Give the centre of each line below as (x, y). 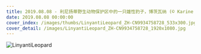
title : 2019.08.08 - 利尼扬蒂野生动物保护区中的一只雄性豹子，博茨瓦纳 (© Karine (100, 12)
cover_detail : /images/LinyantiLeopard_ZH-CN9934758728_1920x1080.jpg (96, 28)
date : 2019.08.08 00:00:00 (40, 17)
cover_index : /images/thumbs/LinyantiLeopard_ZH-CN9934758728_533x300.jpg (101, 23)
